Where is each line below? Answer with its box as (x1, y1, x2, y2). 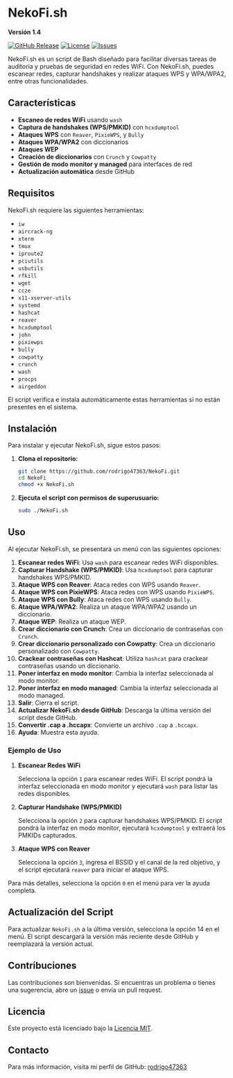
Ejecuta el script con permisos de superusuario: (17, 493, 159, 502)
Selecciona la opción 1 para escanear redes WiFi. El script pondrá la (17, 774, 213, 783)
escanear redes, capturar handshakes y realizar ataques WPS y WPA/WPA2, (8, 70, 226, 78)
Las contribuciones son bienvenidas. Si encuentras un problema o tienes (8, 978, 216, 986)
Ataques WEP (17, 145, 59, 154)
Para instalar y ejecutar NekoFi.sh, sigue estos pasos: (8, 441, 162, 450)
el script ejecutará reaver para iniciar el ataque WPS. (17, 865, 169, 874)
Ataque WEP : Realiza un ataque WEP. (17, 617, 127, 626)
